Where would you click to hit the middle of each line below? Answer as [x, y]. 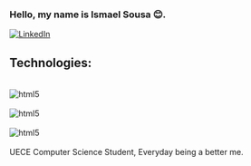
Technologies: [51, 63]
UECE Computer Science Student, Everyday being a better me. [126, 152]
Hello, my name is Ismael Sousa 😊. [87, 15]
